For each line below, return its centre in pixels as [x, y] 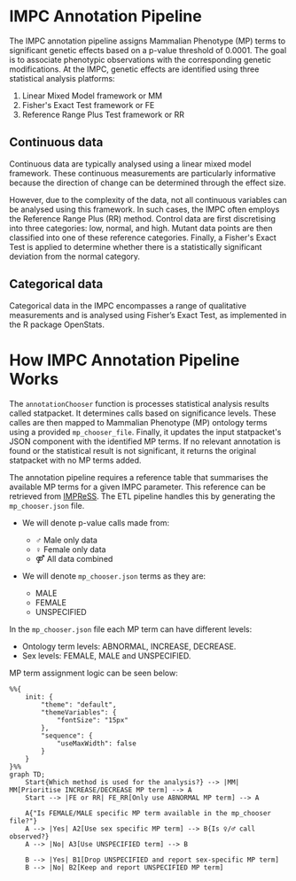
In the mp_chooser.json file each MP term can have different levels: [131, 629]
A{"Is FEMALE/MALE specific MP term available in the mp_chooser [148, 813]
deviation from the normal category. [74, 256]
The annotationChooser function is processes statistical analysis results [139, 403]
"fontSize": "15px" [92, 720]
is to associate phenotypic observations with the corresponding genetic [140, 59]
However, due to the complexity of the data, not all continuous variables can [148, 199]
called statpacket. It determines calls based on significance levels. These [143, 413]
